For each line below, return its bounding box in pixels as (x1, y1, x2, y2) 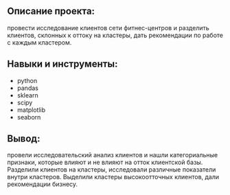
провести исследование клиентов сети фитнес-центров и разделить (7, 23, 209, 32)
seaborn (16, 113, 41, 121)
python (16, 76, 38, 84)
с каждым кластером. (7, 38, 72, 47)
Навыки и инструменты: (7, 58, 118, 70)
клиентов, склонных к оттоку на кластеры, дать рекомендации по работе (7, 31, 223, 39)
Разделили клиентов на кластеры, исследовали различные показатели (7, 165, 216, 174)
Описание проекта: (7, 5, 95, 17)
